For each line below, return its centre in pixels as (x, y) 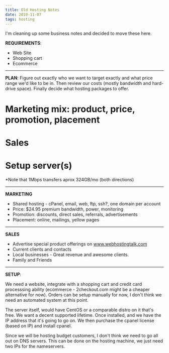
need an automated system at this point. (47, 300)
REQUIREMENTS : (23, 43)
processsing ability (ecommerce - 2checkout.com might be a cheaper (77, 289)
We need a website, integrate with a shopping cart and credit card (74, 284)
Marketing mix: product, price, (70, 109)
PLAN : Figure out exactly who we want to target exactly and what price (79, 78)
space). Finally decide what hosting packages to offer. (73, 89)
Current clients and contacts (42, 249)
